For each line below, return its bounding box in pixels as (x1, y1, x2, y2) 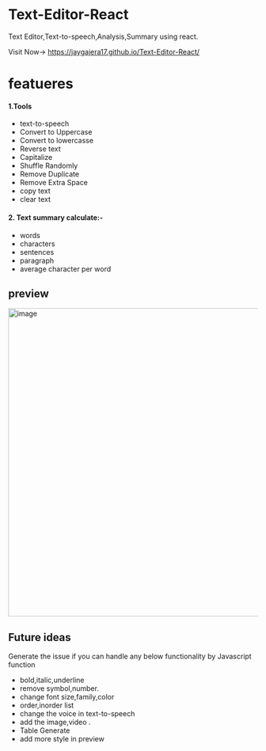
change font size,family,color (19, 692, 115, 702)
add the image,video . (19, 718, 91, 727)
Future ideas (8, 631, 71, 644)
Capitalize (19, 153, 53, 162)
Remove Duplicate (19, 169, 80, 179)
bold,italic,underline (19, 675, 85, 685)
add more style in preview (19, 734, 104, 744)
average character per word (19, 264, 112, 274)
